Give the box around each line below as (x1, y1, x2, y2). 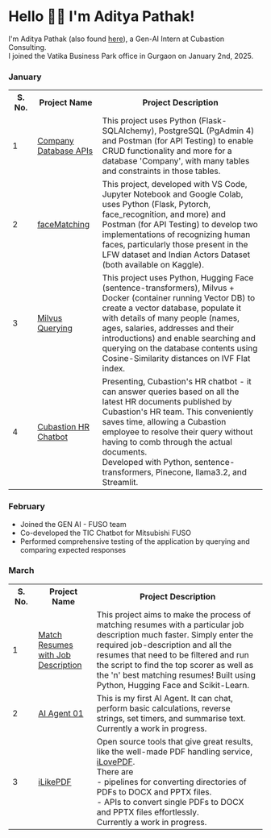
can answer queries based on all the (102, 386, 240, 397)
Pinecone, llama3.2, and (155, 467, 248, 478)
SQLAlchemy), (102, 125, 157, 136)
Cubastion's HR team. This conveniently (102, 406, 254, 417)
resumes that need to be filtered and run (96, 649, 249, 660)
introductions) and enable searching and (102, 333, 256, 344)
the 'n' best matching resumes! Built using (96, 669, 256, 680)
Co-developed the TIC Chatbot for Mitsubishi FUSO (19, 528, 192, 537)
